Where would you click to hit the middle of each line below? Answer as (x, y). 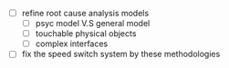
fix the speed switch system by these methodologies (121, 54)
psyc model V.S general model (93, 24)
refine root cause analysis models (85, 13)
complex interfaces (72, 44)
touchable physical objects (86, 34)
